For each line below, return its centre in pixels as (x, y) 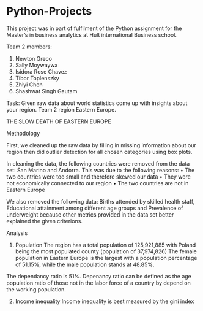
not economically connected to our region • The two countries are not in (98, 183)
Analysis (17, 233)
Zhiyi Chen (29, 85)
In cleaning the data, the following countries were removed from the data (98, 163)
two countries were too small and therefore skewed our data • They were (98, 177)
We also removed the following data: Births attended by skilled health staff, (101, 201)
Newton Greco (33, 58)
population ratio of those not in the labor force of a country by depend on (98, 283)
